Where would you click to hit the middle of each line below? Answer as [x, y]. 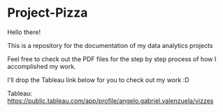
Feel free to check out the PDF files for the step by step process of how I [112, 59]
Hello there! [24, 32]
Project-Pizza [48, 13]
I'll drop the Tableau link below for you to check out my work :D [99, 80]
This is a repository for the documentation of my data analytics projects [110, 45]
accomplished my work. [42, 66]
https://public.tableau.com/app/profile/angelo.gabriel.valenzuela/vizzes [110, 101]
